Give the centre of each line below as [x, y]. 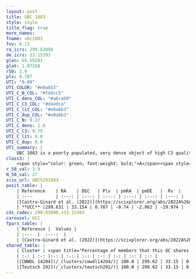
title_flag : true [27, 28]
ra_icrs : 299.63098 [30, 50]
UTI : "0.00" [20, 82]
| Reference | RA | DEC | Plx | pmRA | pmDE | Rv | [99, 191]
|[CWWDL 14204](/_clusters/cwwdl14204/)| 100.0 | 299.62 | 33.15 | [100, 262]
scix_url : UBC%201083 [32, 180]
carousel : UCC [23, 218]
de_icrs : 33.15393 [28, 55]
